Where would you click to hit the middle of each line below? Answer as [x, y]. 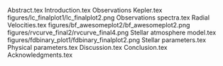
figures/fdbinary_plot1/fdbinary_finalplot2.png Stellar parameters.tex [107, 40]
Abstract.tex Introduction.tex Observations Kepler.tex [85, 10]
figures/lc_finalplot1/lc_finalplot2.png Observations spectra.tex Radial [109, 18]
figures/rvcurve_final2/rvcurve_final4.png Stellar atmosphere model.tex [112, 32]
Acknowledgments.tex [40, 55]
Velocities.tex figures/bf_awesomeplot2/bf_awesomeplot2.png [99, 25]
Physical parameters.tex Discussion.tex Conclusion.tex [88, 47]
